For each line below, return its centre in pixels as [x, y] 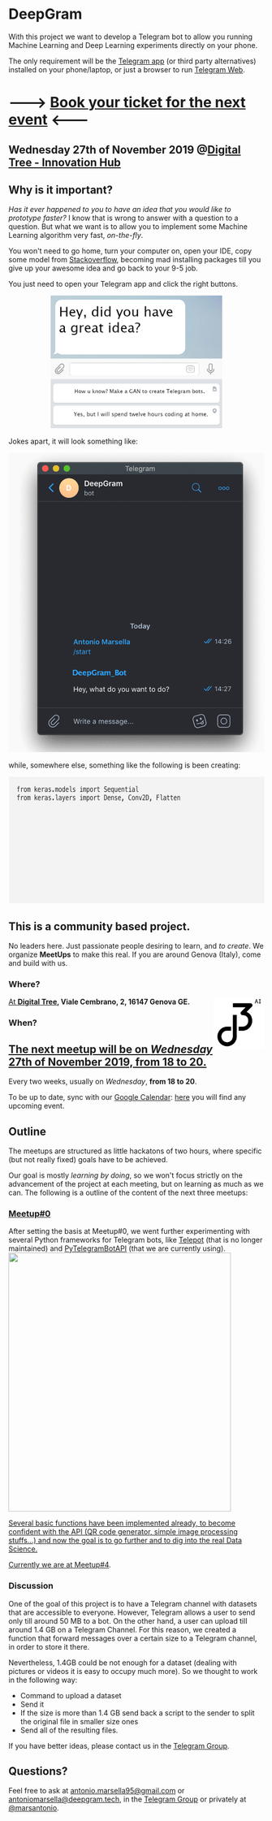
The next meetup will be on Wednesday [110, 1049]
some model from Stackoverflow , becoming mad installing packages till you [135, 260]
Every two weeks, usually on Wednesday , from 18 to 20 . [103, 1082]
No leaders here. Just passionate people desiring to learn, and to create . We [136, 946]
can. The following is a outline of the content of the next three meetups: [128, 1192]
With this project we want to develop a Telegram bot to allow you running [131, 37]
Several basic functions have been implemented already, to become [122, 1523]
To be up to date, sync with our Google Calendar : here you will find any [127, 1097]
